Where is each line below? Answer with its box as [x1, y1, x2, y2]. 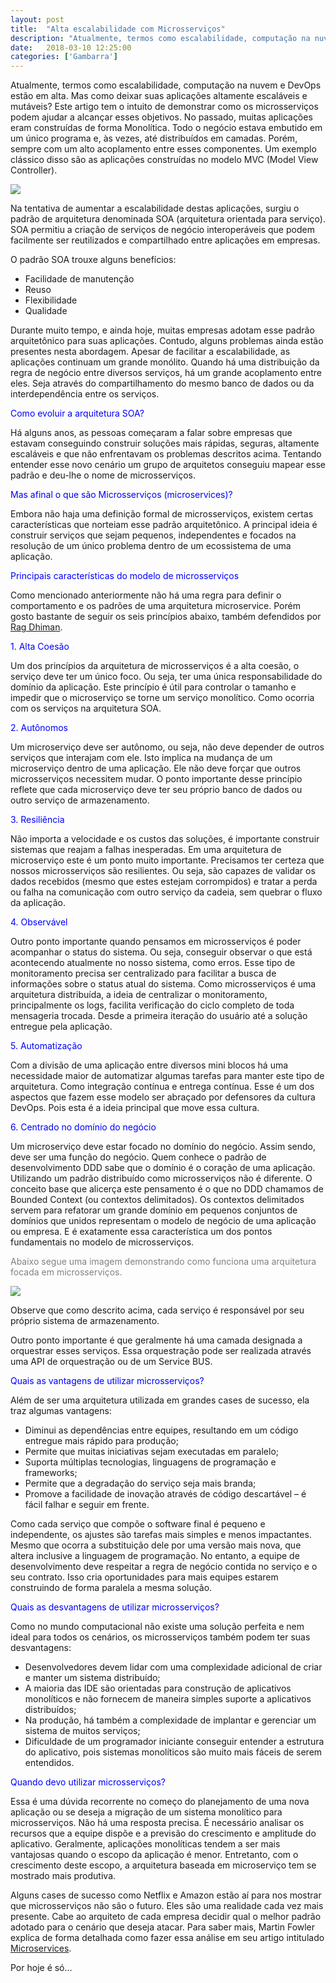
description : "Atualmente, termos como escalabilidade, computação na [10, 33, 311, 43]
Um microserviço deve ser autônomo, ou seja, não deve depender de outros [10, 741, 325, 753]
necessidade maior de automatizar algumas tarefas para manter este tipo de [10, 1070, 325, 1082]
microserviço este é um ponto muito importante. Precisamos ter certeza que [10, 854, 325, 866]
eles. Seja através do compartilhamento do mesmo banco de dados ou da [10, 377, 315, 390]
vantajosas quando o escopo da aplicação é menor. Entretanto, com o [10, 1849, 299, 1861]
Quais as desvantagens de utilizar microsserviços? [10, 1601, 220, 1613]
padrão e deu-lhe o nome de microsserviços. [10, 469, 196, 481]
